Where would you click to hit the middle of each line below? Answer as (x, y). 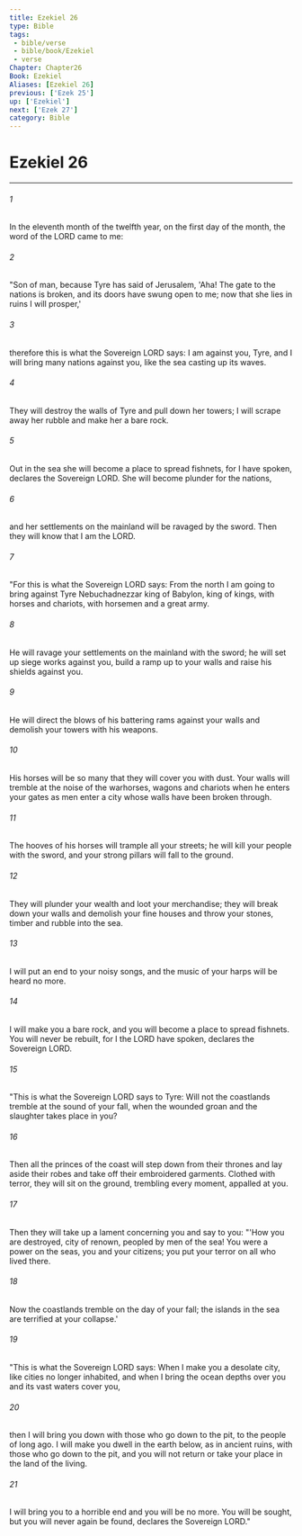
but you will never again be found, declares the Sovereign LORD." (130, 1522)
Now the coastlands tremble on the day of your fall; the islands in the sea (145, 1309)
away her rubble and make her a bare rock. (89, 420)
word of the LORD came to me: (67, 237)
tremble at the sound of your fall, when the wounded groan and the (133, 1107)
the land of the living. (49, 1464)
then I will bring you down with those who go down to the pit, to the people (148, 1435)
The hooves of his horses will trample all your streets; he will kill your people (151, 846)
